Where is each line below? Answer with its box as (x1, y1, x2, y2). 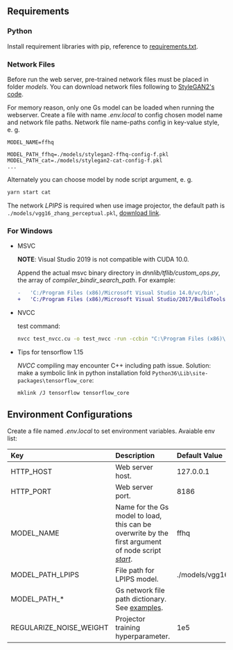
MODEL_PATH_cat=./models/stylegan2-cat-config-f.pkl (7, 157, 163, 164)
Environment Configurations (7, 409, 133, 420)
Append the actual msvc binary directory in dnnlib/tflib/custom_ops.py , (17, 268, 221, 277)
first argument (115, 537, 162, 547)
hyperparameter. (115, 631, 171, 641)
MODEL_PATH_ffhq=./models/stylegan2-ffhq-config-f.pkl (7, 151, 169, 158)
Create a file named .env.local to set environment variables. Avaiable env (7, 427, 215, 436)
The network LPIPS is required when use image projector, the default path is (7, 201, 225, 209)
